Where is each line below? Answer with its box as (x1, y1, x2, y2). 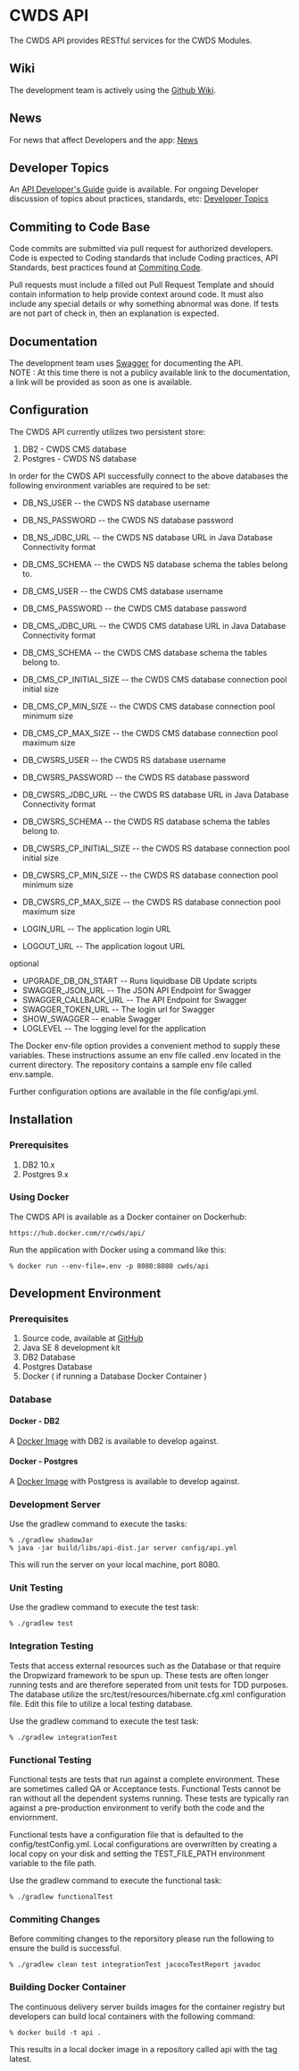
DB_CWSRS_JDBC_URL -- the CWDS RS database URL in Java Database (21, 789, 289, 800)
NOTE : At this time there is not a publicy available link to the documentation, (9, 368, 291, 378)
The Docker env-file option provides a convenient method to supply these (9, 1040, 281, 1051)
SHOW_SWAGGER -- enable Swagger (21, 1013, 162, 1024)
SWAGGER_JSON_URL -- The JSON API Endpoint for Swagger (21, 985, 252, 996)
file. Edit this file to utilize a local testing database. (9, 1698, 194, 1709)
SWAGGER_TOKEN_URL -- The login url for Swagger (21, 1004, 216, 1014)
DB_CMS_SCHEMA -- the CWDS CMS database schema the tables (21, 647, 268, 658)
